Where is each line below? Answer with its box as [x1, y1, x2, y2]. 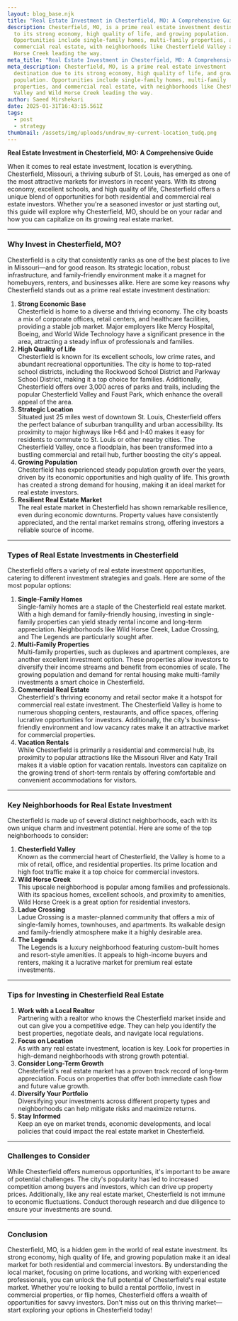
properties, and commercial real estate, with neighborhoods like [13, 83, 214, 90]
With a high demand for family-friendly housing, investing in [17, 609, 193, 618]
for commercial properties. [17, 730, 96, 739]
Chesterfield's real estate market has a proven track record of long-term [17, 1066, 229, 1075]
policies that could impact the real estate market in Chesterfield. [17, 1127, 205, 1135]
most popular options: [7, 581, 72, 590]
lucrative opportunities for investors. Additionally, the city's [17, 715, 190, 724]
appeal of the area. [17, 397, 73, 406]
